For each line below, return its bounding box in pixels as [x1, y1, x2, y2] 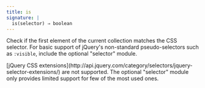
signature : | [6, 15, 40, 21]
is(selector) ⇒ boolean [12, 20, 72, 26]
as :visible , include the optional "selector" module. [6, 50, 138, 57]
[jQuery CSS [6, 62, 38, 69]
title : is [6, 9, 32, 15]
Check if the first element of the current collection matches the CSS [6, 37, 177, 45]
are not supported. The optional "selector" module [61, 68, 189, 76]
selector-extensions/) [6, 68, 61, 76]
